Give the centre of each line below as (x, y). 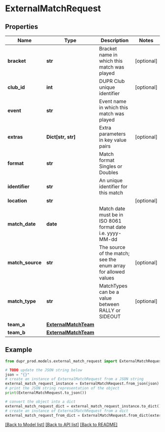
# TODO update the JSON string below (44, 370)
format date (112, 227)
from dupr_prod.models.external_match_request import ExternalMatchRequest (84, 361)
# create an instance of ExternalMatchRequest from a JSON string (74, 379)
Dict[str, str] (61, 137)
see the (108, 259)
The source (112, 247)
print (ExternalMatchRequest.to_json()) (46, 393)
